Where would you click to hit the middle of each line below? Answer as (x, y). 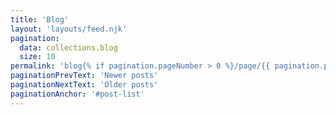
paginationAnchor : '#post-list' (77, 94)
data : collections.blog (68, 47)
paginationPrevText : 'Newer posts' (84, 76)
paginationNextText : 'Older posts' (84, 85)
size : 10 (37, 57)
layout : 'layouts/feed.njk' (69, 29)
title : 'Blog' (40, 19)
